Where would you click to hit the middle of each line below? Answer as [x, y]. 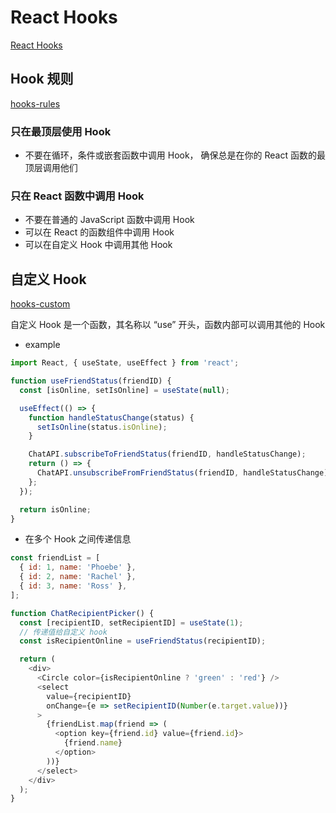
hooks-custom [40, 304]
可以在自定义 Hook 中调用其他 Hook [98, 245]
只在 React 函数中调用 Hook [77, 196]
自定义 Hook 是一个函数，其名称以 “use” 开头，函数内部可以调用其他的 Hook [168, 325]
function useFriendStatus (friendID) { [91, 381]
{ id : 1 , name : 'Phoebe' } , [78, 567]
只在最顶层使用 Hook [61, 131]
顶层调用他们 [51, 168]
